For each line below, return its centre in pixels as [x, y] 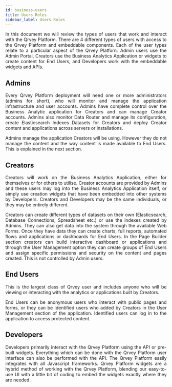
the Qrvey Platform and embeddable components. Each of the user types [86, 45]
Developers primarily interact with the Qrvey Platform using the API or [81, 347]
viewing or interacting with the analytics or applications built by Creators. [82, 292]
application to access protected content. [48, 318]
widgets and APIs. [24, 67]
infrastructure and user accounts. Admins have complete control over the [86, 106]
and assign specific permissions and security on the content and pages [86, 253]
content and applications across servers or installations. [64, 128]
